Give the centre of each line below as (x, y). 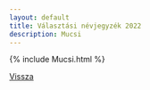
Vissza (21, 77)
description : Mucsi (46, 34)
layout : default (39, 17)
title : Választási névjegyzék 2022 (75, 26)
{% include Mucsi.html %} (57, 60)
